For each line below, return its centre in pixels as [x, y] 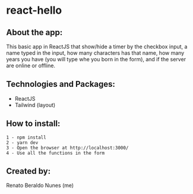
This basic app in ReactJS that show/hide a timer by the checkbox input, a [97, 46]
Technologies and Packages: [61, 84]
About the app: [34, 32]
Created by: [29, 171]
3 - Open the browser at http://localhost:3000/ [67, 148]
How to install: [33, 123]
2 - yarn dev [22, 143]
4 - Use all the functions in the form [56, 153]
